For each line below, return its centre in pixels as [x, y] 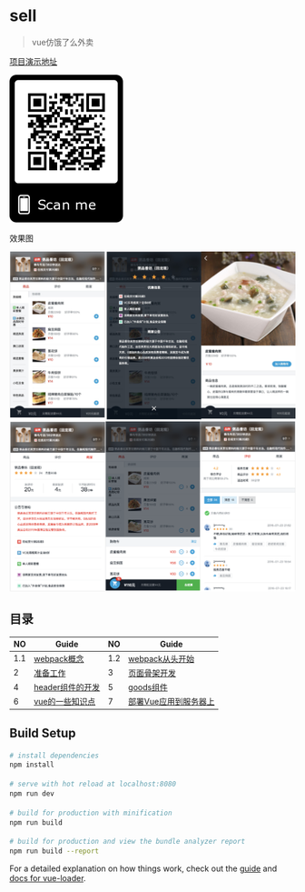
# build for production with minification [91, 813]
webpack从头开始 [162, 658]
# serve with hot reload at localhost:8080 [93, 784]
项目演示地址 [33, 61]
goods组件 [148, 687]
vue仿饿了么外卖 [63, 42]
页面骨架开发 [152, 673]
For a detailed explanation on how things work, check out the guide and [143, 868]
